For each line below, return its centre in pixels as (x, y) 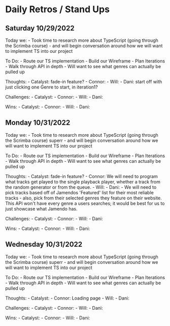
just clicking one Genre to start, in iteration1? (52, 87)
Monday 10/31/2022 (38, 123)
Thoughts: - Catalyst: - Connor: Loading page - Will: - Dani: (67, 298)
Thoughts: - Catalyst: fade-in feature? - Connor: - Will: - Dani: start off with (84, 82)
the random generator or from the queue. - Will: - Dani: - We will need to (81, 187)
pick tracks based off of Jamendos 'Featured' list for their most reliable (79, 192)
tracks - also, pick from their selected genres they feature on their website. (83, 198)
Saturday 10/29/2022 (40, 28)
